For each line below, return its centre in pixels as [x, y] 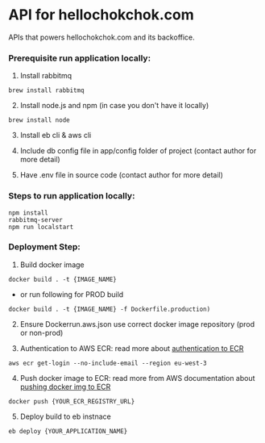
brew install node [39, 120]
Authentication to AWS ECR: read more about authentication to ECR [132, 348]
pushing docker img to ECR [65, 387]
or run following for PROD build [72, 294]
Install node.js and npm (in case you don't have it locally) [114, 106]
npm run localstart [41, 227]
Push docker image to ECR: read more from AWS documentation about [137, 378]
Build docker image [52, 265]
